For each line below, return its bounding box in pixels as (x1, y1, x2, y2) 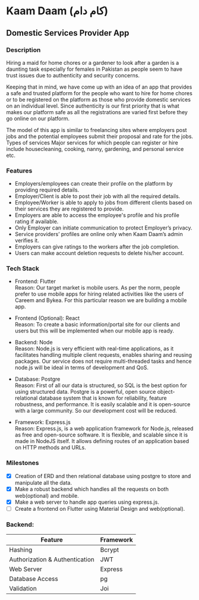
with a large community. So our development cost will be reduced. (14, 407, 177, 414)
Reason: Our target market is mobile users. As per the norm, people (14, 284, 181, 291)
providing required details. (14, 186, 80, 194)
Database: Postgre (14, 376, 61, 383)
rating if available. (14, 218, 59, 225)
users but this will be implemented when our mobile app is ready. (14, 327, 174, 334)
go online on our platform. (6, 115, 70, 122)
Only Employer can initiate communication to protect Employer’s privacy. (14, 224, 192, 231)
